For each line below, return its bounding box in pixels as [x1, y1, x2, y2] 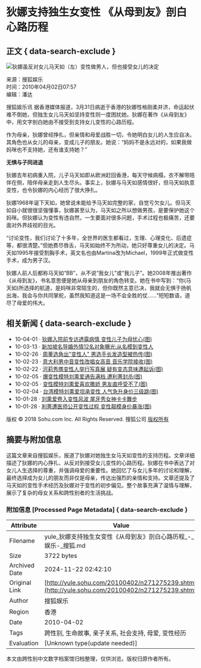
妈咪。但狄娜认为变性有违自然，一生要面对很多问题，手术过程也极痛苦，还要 [6, 214, 195, 221]
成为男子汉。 [22, 257, 54, 264]
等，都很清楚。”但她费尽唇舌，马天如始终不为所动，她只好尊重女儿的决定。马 [6, 242, 195, 249]
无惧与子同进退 [6, 159, 43, 166]
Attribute [11, 521, 37, 529]
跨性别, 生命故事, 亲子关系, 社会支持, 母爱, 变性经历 [44, 629, 187, 637]
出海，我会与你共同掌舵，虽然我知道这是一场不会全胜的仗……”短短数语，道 [6, 292, 190, 299]
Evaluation [9, 639, 39, 647]
